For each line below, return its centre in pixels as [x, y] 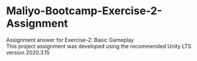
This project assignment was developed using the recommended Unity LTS [99, 46]
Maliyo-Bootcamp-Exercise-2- [84, 11]
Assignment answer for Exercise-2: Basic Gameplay [70, 40]
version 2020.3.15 [28, 52]
